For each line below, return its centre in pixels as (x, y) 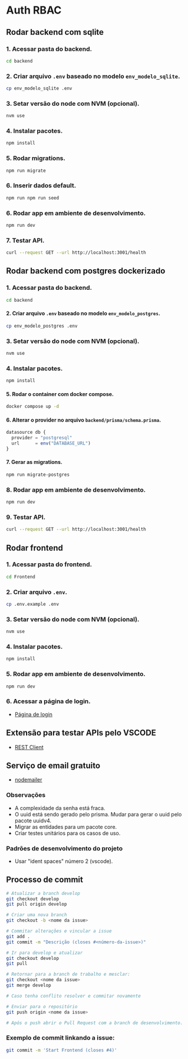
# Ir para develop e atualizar (44, 953)
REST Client (29, 747)
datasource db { (26, 432)
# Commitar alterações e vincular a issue (59, 931)
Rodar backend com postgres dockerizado (86, 271)
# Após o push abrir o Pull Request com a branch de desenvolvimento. (95, 1023)
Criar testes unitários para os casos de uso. (67, 833)
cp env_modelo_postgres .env (42, 326)
